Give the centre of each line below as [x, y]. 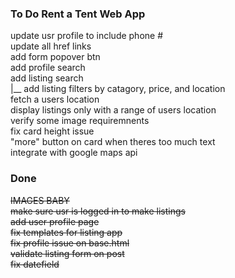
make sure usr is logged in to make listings [98, 211]
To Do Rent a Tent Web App [78, 14]
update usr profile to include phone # [87, 36]
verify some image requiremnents [80, 121]
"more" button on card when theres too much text [113, 142]
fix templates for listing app [66, 232]
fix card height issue [52, 131]
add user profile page [55, 221]
